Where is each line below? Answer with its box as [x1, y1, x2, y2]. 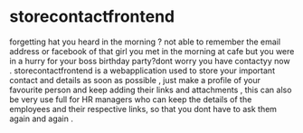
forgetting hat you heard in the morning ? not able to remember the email [9, 36, 281, 47]
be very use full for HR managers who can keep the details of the [9, 93, 252, 105]
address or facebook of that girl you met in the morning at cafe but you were [9, 45, 295, 56]
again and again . [9, 113, 74, 124]
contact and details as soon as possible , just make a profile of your [9, 74, 260, 85]
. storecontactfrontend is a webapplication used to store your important [9, 65, 276, 76]
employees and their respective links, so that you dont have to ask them [9, 103, 278, 114]
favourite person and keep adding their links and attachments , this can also [9, 84, 292, 95]
